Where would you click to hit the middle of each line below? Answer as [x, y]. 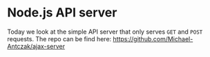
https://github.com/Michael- [153, 38]
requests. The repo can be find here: [59, 38]
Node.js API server [62, 13]
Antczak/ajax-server [36, 46]
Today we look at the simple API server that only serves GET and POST [105, 32]
